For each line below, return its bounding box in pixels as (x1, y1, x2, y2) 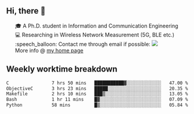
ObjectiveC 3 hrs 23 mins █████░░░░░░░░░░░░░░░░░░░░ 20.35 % (6, 85, 188, 91)
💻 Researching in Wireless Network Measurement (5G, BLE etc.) (14, 31, 175, 38)
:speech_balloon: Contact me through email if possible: (14, 40, 151, 48)
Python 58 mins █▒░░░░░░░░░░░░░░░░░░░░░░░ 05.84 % (6, 102, 188, 108)
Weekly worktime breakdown (6, 64, 118, 75)
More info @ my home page (14, 47, 84, 54)
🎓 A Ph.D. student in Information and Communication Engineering (14, 22, 178, 29)
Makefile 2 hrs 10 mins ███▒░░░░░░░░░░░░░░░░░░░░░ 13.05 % (6, 91, 188, 97)
